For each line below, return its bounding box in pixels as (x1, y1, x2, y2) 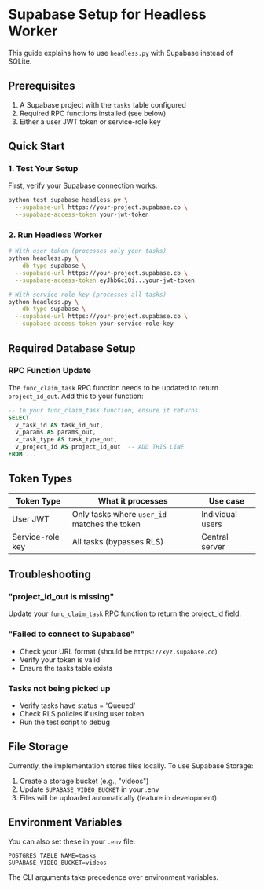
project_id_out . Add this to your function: (8, 391, 144, 401)
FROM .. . (8, 450, 37, 459)
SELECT (8, 414, 30, 422)
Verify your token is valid (19, 654, 101, 665)
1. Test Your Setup (8, 163, 79, 174)
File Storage (8, 740, 68, 753)
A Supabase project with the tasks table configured (19, 100, 187, 109)
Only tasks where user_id (71, 508, 167, 519)
